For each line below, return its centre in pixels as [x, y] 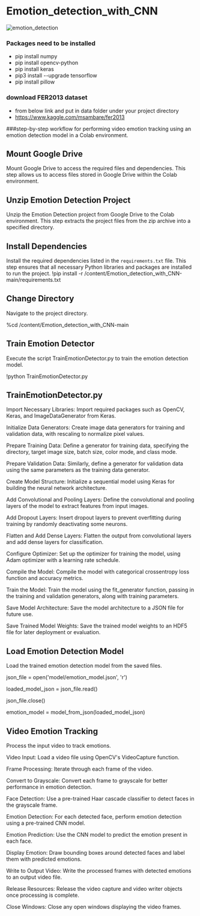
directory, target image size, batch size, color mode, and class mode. [92, 452]
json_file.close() [26, 701]
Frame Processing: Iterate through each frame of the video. [80, 769]
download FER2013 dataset [47, 97]
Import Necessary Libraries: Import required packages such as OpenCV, [95, 409]
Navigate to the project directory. [47, 313]
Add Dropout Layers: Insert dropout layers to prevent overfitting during [94, 518]
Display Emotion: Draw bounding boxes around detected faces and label [95, 853]
